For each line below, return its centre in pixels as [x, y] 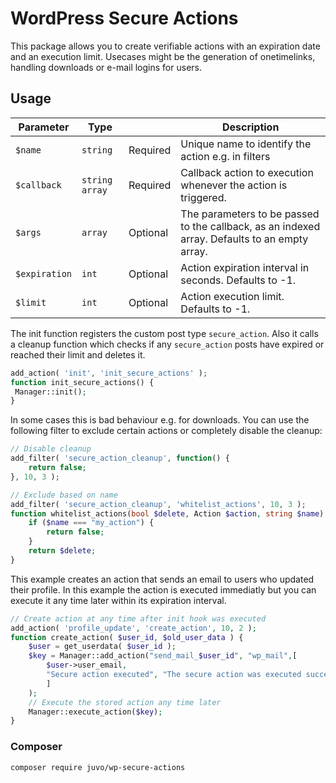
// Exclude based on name [64, 495]
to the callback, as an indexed [250, 226]
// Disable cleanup [51, 449]
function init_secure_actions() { [82, 382]
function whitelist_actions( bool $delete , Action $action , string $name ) [167, 513]
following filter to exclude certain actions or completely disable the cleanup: [166, 431]
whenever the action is [234, 185]
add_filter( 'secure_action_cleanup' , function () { [120, 458]
